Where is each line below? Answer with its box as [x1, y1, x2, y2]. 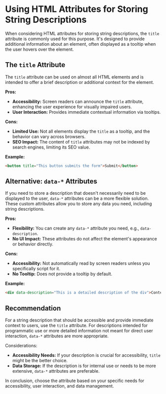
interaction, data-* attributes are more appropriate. [5, 333, 109, 339]
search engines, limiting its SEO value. [12, 144, 90, 150]
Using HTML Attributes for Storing [5, 3, 148, 15]
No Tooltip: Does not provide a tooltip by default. [12, 271, 113, 277]
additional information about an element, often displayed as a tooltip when [5, 41, 156, 47]
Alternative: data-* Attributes [5, 177, 97, 186]
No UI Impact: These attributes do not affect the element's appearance [12, 236, 157, 242]
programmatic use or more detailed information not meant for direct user [5, 328, 153, 334]
